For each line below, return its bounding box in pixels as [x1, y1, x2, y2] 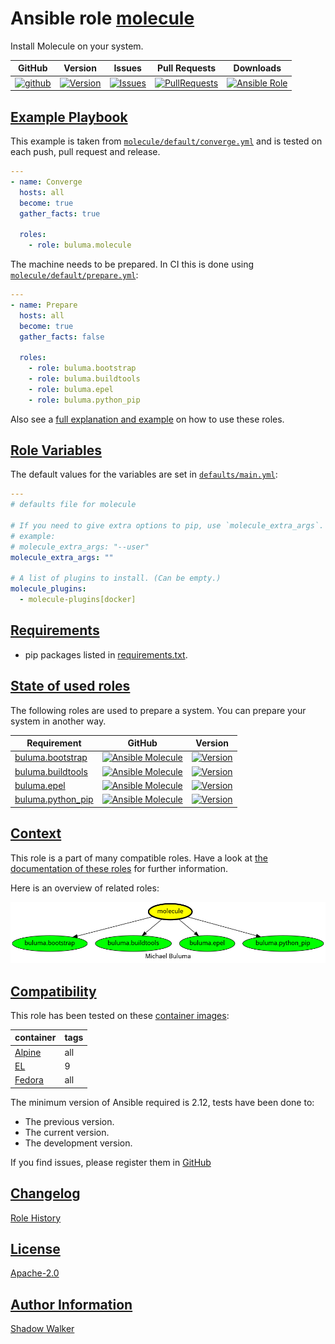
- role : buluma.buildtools [28, 374, 141, 384]
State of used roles [10, 678, 131, 695]
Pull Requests [156, 62, 217, 74]
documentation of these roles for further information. [10, 862, 229, 874]
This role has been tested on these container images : [10, 1009, 230, 1021]
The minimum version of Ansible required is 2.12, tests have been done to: [10, 1096, 315, 1108]
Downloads [233, 62, 282, 74]
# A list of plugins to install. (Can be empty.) [10, 573, 222, 584]
